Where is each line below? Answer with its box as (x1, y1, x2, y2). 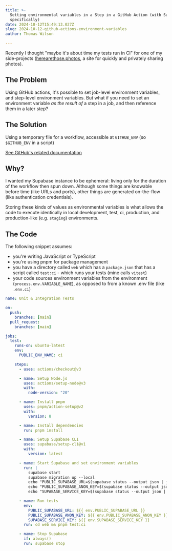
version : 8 (28, 414, 52, 419)
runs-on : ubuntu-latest (14, 343, 66, 349)
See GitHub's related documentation (5, 149, 82, 155)
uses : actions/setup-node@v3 (24, 380, 86, 386)
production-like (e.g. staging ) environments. (5, 215, 99, 221)
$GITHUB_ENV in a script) (5, 139, 55, 146)
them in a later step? (5, 106, 49, 112)
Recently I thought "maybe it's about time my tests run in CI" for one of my (5, 50, 163, 56)
